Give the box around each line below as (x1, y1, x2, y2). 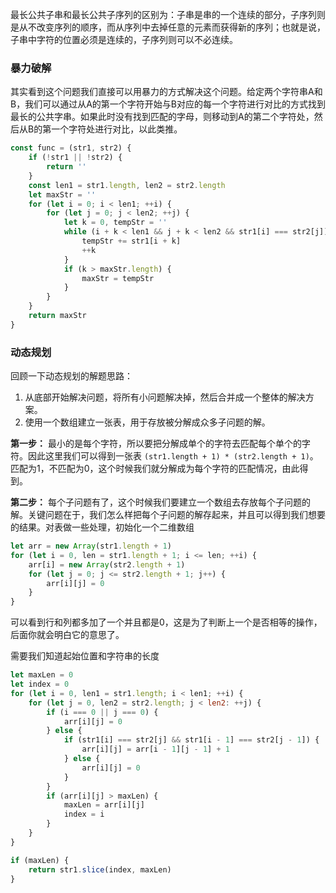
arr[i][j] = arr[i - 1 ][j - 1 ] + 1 (81, 744, 230, 755)
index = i (63, 809, 105, 820)
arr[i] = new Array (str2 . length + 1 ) (28, 559, 186, 570)
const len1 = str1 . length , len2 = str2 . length (28, 180, 226, 190)
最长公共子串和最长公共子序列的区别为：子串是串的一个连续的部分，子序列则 (10, 9, 326, 20)
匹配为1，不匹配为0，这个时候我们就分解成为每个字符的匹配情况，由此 (10, 463, 300, 475)
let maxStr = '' (28, 189, 97, 200)
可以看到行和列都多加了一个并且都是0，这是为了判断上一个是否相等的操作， (10, 616, 323, 628)
